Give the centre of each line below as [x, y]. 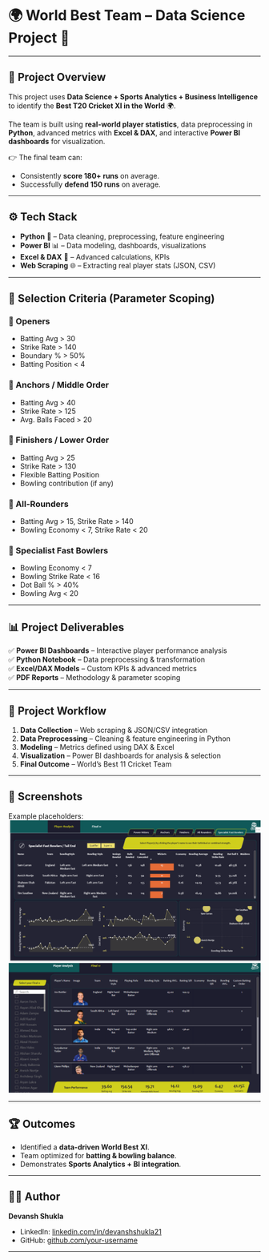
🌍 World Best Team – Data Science [127, 16]
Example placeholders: [46, 816]
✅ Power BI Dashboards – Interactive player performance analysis [118, 650]
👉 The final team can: [45, 157]
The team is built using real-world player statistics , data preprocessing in [130, 124]
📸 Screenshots [46, 797]
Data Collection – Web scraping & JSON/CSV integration [114, 731]
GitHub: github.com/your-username [79, 1240]
